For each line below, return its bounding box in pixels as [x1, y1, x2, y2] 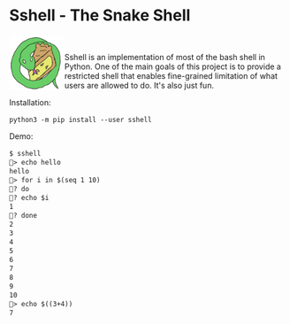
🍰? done [9, 211, 38, 220]
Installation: [9, 96, 51, 107]
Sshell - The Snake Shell [9, 5, 191, 26]
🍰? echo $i [9, 193, 50, 202]
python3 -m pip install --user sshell [9, 115, 152, 124]
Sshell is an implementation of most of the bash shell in [65, 51, 265, 62]
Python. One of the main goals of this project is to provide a [65, 61, 281, 72]
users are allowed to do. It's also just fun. [65, 80, 215, 90]
